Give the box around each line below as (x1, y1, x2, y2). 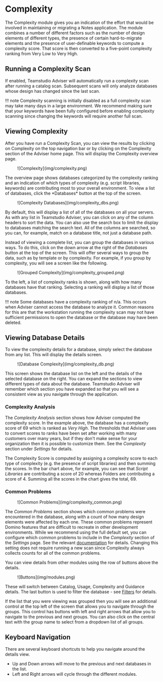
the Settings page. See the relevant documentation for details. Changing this (5, 540, 159, 545)
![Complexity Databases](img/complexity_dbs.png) (17, 200, 119, 205)
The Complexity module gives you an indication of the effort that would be (5, 20, 154, 25)
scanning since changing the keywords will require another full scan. (5, 113, 143, 119)
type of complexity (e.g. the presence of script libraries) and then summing (5, 460, 156, 466)
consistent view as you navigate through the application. (5, 391, 118, 397)
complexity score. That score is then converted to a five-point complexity (5, 45, 152, 51)
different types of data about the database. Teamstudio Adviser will (5, 381, 140, 387)
